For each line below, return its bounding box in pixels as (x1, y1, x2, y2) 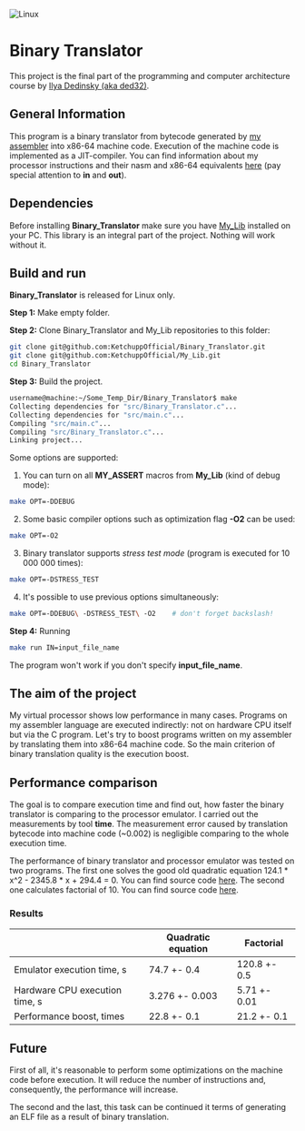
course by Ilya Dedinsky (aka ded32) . (9, 80, 150, 91)
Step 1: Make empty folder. (9, 308, 111, 318)
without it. (9, 239, 47, 250)
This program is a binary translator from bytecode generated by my (9, 130, 261, 141)
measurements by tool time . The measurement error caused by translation (9, 819, 289, 830)
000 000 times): (22, 558, 84, 568)
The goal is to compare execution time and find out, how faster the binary (9, 799, 284, 810)
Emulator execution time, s (14, 963, 127, 975)
